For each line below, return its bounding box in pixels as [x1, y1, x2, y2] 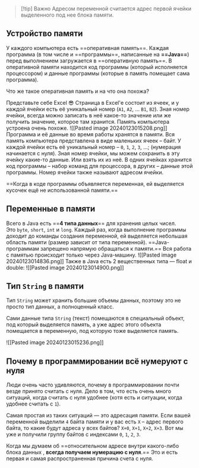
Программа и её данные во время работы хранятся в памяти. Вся [6, 130, 175, 138]
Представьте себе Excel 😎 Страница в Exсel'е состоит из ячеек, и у [6, 99, 179, 106]
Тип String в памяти [6, 281, 84, 291]
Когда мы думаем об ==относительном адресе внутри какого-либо [6, 442, 179, 450]
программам [6, 245, 40, 252]
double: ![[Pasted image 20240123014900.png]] [6, 264, 124, 271]
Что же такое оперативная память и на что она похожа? [6, 88, 150, 95]
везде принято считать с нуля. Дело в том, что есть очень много [6, 388, 172, 395]
